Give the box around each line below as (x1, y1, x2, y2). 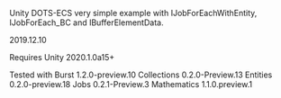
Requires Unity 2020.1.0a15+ (9, 52, 115, 62)
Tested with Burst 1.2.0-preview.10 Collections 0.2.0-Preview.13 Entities (9, 69, 273, 80)
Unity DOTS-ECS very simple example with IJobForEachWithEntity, (9, 8, 258, 18)
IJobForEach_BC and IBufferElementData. (9, 17, 164, 28)
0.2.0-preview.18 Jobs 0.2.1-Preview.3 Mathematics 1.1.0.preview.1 (9, 79, 253, 89)
